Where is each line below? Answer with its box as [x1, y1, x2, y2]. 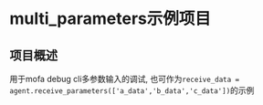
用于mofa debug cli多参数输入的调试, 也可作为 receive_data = [9, 74, 240, 84]
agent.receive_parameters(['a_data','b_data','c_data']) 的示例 [9, 85, 255, 96]
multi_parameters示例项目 [9, 8, 212, 29]
